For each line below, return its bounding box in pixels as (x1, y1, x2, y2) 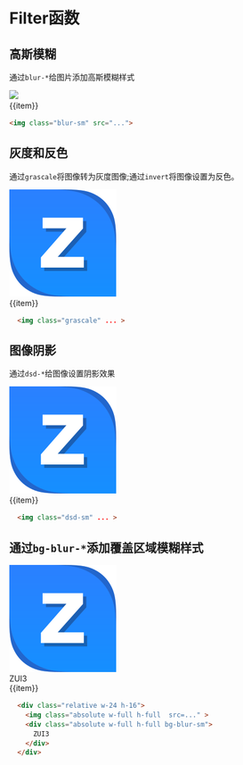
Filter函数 (9, 8, 80, 29)
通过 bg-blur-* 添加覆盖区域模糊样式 (9, 540, 204, 555)
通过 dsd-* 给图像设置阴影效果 (9, 368, 116, 379)
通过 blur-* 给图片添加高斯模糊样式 (9, 72, 135, 82)
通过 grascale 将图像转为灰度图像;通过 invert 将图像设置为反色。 (9, 170, 239, 181)
